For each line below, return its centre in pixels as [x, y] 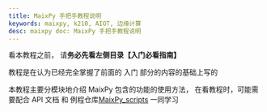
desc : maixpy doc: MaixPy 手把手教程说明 [75, 31]
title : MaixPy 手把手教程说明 [55, 16]
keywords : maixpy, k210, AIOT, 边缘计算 [75, 24]
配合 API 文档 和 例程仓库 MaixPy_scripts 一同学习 [97, 100]
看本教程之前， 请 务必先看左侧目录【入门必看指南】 [94, 55]
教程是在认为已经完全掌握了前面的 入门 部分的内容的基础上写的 [113, 72]
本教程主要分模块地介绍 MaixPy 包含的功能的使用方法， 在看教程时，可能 [130, 89]
